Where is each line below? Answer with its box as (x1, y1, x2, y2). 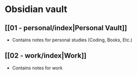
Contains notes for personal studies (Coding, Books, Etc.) (12, 37, 132, 43)
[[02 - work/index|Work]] (5, 51, 87, 60)
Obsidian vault (5, 4, 67, 15)
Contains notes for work (12, 64, 63, 71)
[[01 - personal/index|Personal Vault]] (5, 24, 127, 32)
